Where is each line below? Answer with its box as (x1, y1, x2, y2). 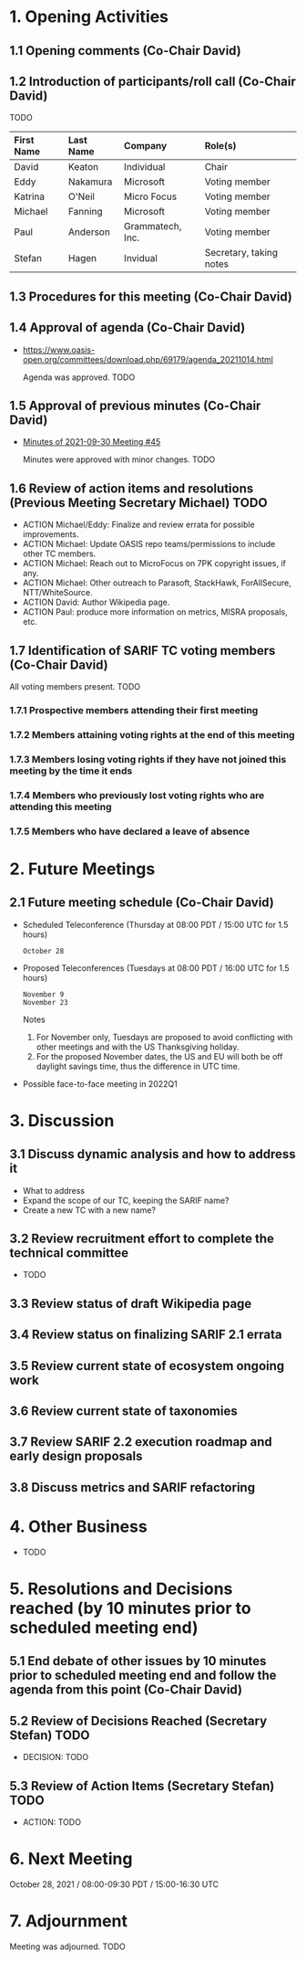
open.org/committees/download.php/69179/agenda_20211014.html (22, 353, 273, 364)
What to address (22, 1185, 86, 1196)
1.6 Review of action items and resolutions (9, 480, 254, 496)
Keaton (67, 161, 98, 174)
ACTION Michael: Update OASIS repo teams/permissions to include (22, 539, 276, 550)
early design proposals (9, 1449, 143, 1464)
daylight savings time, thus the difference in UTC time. (36, 1060, 240, 1071)
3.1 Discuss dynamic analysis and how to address (9, 1146, 296, 1162)
